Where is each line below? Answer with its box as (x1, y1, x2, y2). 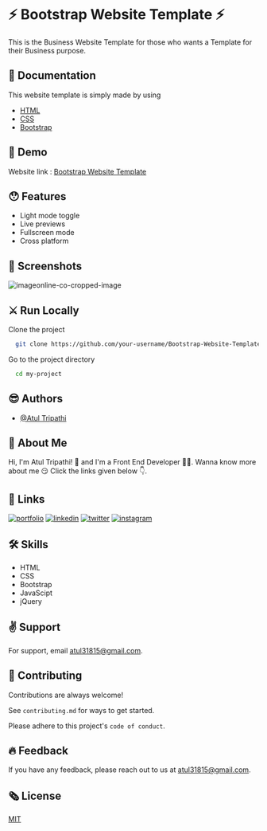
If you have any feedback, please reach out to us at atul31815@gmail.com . (8, 765, 252, 774)
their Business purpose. (8, 45, 86, 55)
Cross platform (19, 236, 69, 246)
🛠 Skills (8, 538, 49, 551)
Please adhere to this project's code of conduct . (8, 721, 165, 731)
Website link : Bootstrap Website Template (8, 167, 147, 176)
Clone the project (8, 325, 65, 334)
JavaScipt (19, 588, 53, 598)
